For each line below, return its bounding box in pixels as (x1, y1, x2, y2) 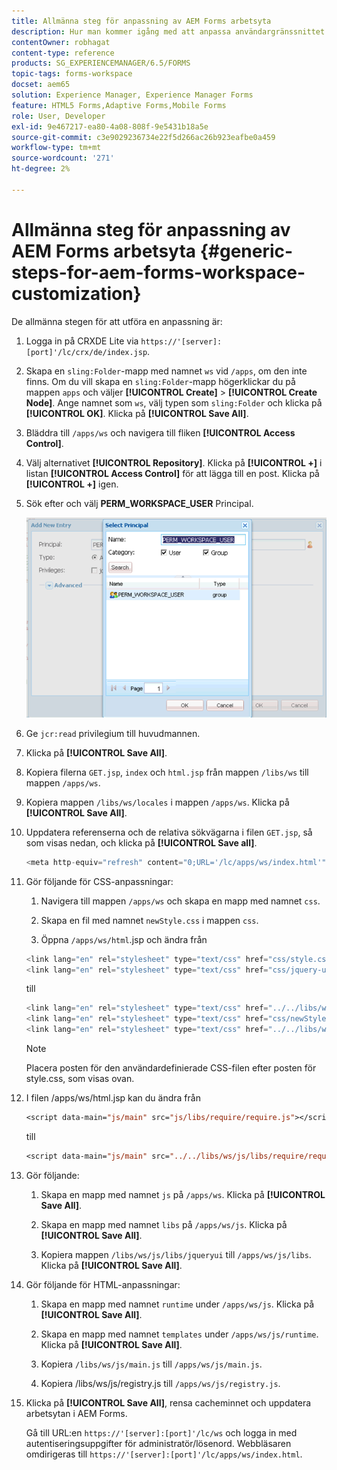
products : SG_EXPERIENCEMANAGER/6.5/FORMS (11, 58, 191, 69)
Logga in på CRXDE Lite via (25, 335, 139, 347)
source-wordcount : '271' (11, 153, 115, 164)
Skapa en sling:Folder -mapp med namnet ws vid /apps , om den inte (25, 365, 308, 377)
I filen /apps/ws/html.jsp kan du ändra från (25, 1092, 201, 1104)
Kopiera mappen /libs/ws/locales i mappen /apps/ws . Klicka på (25, 796, 290, 808)
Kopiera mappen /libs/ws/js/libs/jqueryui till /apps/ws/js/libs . (40, 1248, 312, 1260)
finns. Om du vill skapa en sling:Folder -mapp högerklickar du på (25, 375, 296, 387)
